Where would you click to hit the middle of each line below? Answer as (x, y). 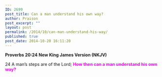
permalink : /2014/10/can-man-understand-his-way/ (57, 32)
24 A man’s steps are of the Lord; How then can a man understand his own (81, 64)
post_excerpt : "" (23, 23)
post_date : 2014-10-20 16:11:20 (38, 41)
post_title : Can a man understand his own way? (54, 14)
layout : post (18, 28)
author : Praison (21, 18)
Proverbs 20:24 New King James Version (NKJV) (56, 55)
